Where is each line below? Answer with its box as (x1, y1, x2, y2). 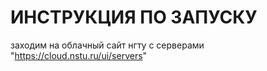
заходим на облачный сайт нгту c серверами (10, 39, 205, 51)
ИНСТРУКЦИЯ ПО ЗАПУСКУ (10, 6, 258, 29)
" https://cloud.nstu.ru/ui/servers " (10, 49, 148, 61)
